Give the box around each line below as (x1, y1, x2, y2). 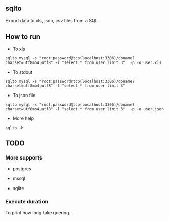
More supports (5, 154, 43, 161)
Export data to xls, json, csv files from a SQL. (5, 17, 99, 23)
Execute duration (5, 198, 49, 205)
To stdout (12, 69, 33, 75)
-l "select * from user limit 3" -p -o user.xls (55, 60, 162, 65)
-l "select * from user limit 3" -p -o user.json (55, 106, 164, 111)
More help (12, 115, 34, 121)
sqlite (12, 185, 24, 192)
